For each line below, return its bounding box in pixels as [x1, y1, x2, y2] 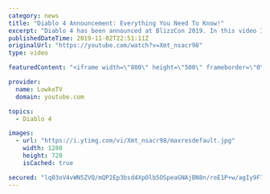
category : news [8, 11, 59, 20]
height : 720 [22, 152, 63, 160]
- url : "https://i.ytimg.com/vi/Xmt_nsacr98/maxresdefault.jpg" [15, 137, 235, 145]
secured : [8, 173, 38, 181]
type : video [8, 49, 48, 57]
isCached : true [22, 159, 74, 167]
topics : [8, 107, 35, 115]
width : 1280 [22, 144, 63, 152]
